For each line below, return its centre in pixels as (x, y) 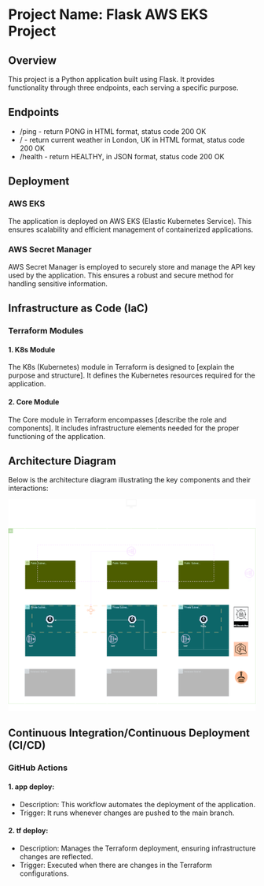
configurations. (44, 873)
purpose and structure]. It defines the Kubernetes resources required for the (132, 375)
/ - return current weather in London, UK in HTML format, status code (132, 140)
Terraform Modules (46, 331)
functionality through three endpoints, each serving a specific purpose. (123, 87)
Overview (33, 60)
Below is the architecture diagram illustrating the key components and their (130, 480)
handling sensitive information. (58, 283)
